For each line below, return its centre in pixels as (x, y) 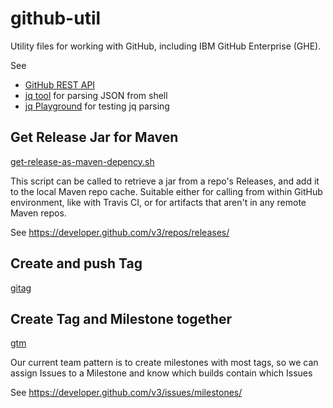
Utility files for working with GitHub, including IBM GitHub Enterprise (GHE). (166, 46)
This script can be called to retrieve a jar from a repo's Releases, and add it (165, 181)
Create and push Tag (76, 263)
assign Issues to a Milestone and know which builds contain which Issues (161, 373)
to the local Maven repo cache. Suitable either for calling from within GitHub (166, 191)
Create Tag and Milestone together (121, 318)
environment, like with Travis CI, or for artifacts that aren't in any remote (158, 202)
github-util (56, 18)
